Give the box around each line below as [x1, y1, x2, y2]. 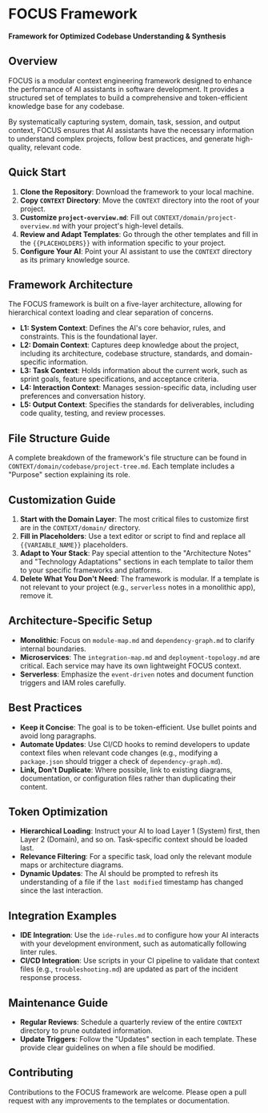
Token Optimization [8, 806, 108, 819]
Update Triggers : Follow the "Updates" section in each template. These [19, 1035, 258, 1044]
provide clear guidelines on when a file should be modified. [19, 1043, 216, 1053]
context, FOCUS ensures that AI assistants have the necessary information [8, 125, 254, 135]
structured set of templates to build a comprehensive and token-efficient [8, 93, 248, 102]
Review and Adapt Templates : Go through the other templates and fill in [19, 229, 258, 239]
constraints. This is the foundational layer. [19, 331, 158, 341]
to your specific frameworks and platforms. [19, 565, 162, 575]
